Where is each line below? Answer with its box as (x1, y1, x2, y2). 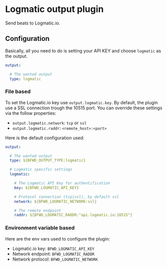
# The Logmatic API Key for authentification (14, 181, 111, 186)
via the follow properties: (5, 110, 56, 116)
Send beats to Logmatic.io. (5, 20, 61, 26)
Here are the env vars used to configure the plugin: (5, 236, 110, 242)
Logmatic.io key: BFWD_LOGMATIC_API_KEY (12, 246, 95, 252)
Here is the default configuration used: (5, 135, 85, 141)
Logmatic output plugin (5, 3, 104, 15)
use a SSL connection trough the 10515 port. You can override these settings (5, 105, 163, 111)
